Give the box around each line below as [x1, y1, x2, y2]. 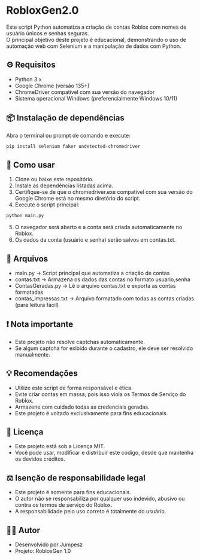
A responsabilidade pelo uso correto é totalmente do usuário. [14, 508, 166, 515]
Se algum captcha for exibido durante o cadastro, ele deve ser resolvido [14, 345, 193, 352]
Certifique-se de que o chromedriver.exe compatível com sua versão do [14, 188, 193, 196]
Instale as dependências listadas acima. [14, 182, 114, 189]
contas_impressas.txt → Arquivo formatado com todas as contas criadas [14, 294, 195, 302]
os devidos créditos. [14, 455, 65, 462]
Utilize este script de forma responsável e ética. [14, 384, 133, 391]
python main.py [6, 213, 44, 219]
